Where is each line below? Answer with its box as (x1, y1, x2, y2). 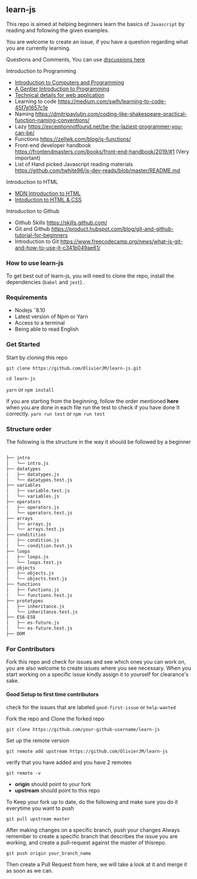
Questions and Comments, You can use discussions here (6, 56, 145, 63)
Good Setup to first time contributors (6, 690, 99, 697)
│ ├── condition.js (6, 538, 60, 544)
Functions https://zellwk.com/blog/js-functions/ (14, 135, 131, 143)
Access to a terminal (14, 319, 65, 327)
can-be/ (14, 129, 35, 136)
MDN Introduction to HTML (14, 189, 81, 197)
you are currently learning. (6, 44, 71, 51)
